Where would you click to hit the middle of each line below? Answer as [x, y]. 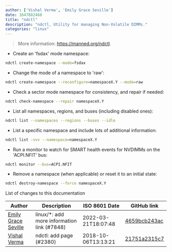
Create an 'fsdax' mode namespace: [51, 54]
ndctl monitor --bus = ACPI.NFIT [39, 164]
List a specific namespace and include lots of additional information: [85, 130]
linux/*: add [50, 215]
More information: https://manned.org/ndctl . [64, 44]
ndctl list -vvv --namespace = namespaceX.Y [51, 140]
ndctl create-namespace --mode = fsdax [46, 63]
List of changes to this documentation [45, 193]
